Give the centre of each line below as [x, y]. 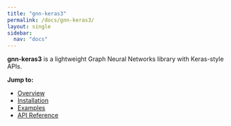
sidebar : [20, 33]
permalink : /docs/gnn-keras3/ [51, 20]
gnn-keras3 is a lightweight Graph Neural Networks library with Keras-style [115, 59]
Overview [31, 93]
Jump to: [20, 80]
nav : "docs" [31, 39]
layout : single [29, 26]
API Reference [38, 116]
